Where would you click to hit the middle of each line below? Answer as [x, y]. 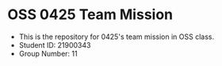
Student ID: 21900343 [55, 45]
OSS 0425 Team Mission [90, 15]
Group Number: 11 [48, 53]
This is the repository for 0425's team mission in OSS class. [117, 37]
